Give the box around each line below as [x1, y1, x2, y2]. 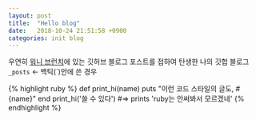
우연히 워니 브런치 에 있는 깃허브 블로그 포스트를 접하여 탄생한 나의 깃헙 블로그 [8, 57, 250, 66]
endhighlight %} [8, 103, 62, 113]
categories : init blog [8, 34, 84, 42]
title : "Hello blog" [8, 19, 81, 27]
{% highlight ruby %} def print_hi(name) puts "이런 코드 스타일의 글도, [8, 84, 234, 94]
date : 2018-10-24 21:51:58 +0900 [8, 26, 127, 34]
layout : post [8, 11, 52, 20]
